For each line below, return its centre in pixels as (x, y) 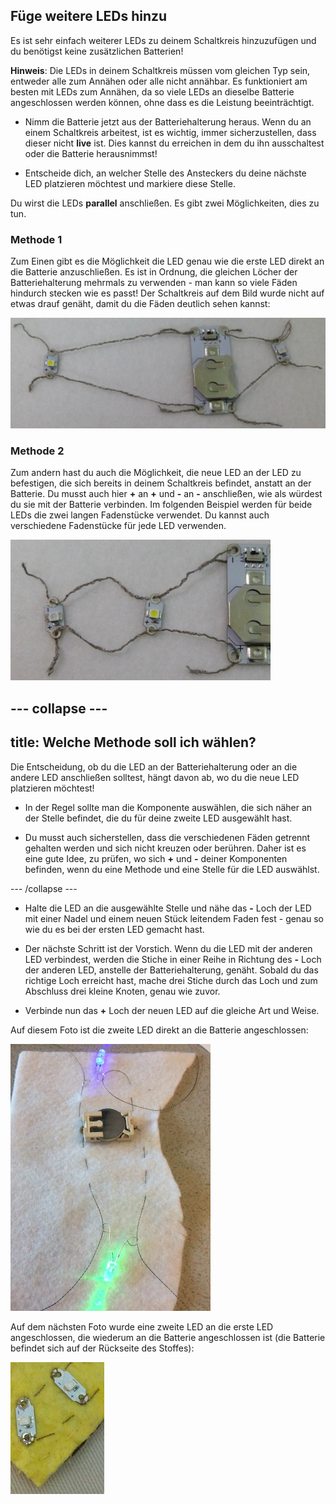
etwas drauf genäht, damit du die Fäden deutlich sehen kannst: (140, 304)
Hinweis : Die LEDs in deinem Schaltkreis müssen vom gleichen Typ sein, (160, 70)
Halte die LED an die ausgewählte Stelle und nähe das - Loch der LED (168, 908)
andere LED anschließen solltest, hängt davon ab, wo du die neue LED (155, 777)
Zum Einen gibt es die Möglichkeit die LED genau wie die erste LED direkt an (167, 261)
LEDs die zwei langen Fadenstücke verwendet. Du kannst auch (140, 515)
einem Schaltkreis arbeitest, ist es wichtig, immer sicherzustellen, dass (170, 132)
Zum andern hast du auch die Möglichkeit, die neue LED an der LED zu (156, 473)
